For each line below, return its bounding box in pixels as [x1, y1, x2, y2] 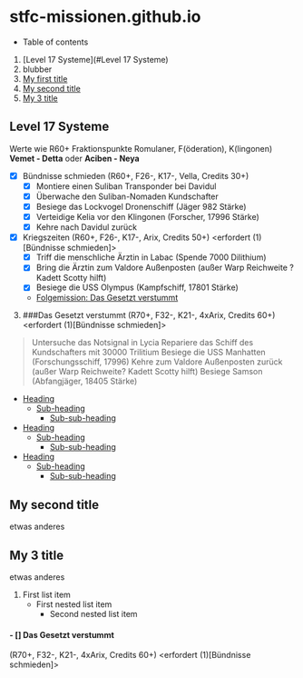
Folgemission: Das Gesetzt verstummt [35, 293, 179, 304]
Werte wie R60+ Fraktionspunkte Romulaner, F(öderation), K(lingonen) [9, 143, 273, 154]
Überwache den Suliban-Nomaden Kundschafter [35, 191, 220, 202]
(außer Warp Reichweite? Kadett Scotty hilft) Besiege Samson [31, 366, 263, 377]
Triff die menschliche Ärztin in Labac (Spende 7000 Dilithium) [35, 252, 267, 263]
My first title [22, 73, 68, 84]
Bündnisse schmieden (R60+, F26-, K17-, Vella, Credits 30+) [22, 170, 249, 181]
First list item [22, 589, 71, 600]
